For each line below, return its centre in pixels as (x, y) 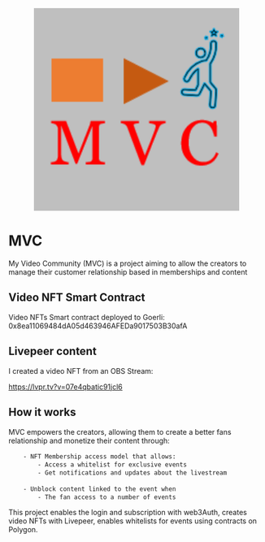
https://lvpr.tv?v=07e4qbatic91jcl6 (66, 387)
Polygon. (23, 529)
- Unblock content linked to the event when (100, 489)
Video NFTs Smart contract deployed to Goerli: (87, 317)
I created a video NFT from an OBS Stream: (81, 371)
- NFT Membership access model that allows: (100, 456)
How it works (42, 412)
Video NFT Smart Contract (77, 298)
